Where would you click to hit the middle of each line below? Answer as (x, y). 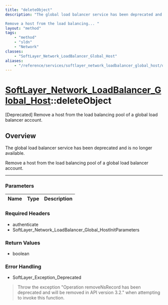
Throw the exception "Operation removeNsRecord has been (79, 287)
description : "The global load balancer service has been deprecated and (84, 15)
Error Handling (23, 266)
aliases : (14, 61)
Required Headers (27, 213)
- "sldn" (23, 42)
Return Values (23, 242)
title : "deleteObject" (29, 10)
